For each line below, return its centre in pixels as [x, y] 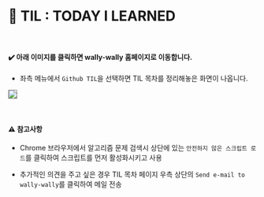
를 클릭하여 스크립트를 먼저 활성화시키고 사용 [94, 158]
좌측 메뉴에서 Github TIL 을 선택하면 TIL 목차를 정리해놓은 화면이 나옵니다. [134, 79]
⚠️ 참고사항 [26, 128]
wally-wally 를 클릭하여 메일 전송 [71, 184]
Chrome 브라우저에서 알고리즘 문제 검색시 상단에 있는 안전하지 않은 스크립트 [134, 148]
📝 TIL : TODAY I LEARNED [92, 16]
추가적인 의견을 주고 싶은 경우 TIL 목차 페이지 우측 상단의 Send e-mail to [132, 175]
